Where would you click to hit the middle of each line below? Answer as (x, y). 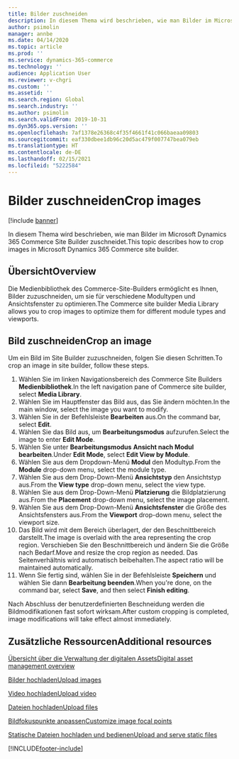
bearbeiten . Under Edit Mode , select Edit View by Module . (104, 455)
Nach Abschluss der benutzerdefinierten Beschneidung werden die (106, 604)
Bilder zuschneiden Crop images (105, 200)
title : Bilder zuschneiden (48, 14)
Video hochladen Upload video (52, 694)
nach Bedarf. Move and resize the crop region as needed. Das (108, 553)
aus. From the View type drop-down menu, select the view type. (112, 485)
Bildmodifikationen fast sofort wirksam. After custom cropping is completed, (118, 611)
